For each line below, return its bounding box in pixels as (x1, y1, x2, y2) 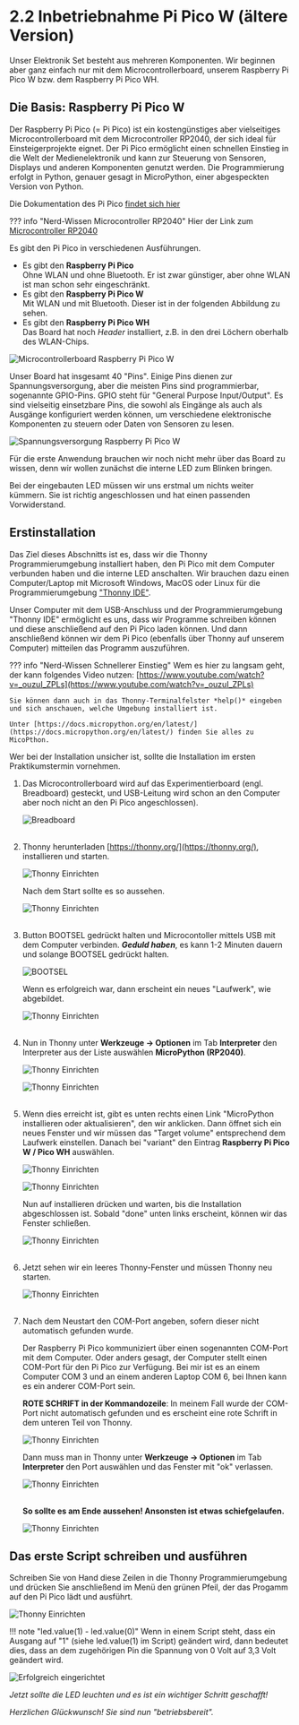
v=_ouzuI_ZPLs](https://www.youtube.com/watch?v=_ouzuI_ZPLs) (9, 678, 254, 689)
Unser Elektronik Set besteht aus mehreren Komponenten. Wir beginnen (9, 55, 276, 65)
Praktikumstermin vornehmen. (9, 760, 121, 772)
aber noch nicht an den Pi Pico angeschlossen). (21, 797, 199, 807)
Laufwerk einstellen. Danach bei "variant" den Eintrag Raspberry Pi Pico (21, 1136, 290, 1148)
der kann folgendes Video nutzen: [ (9, 669, 140, 680)
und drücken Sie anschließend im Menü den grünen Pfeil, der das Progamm (9, 1582, 288, 1592)
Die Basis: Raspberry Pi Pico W (9, 100, 185, 116)
